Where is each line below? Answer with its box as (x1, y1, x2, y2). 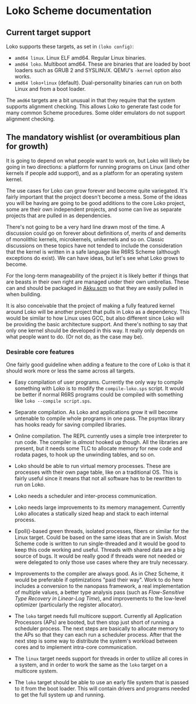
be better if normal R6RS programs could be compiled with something (14, 391, 183, 398)
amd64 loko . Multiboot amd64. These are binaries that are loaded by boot (14, 60, 191, 67)
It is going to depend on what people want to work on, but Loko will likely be (6, 157, 190, 164)
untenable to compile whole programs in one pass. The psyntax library (14, 415, 185, 422)
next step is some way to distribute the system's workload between (14, 637, 177, 645)
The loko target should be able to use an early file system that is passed (14, 679, 189, 686)
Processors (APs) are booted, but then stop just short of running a (14, 619, 174, 626)
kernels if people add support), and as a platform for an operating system (6, 169, 183, 176)
